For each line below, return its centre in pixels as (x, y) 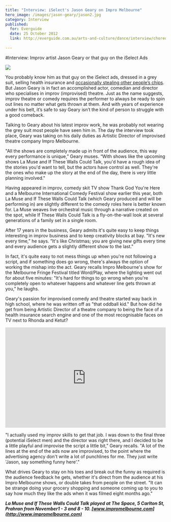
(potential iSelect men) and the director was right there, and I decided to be (84, 440)
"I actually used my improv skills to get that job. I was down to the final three (85, 435)
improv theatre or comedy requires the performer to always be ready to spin (85, 99)
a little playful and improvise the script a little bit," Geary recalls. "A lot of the (85, 446)
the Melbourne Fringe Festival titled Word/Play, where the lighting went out (83, 272)
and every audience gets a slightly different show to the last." (69, 246)
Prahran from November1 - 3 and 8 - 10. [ (49, 509)
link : (16, 39)
